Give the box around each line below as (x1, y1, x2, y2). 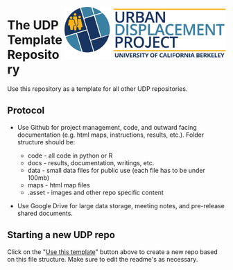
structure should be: (17, 137, 76, 146)
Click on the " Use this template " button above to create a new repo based (7, 247, 218, 256)
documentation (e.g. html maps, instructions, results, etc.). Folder (17, 130, 205, 139)
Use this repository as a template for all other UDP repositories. (7, 84, 188, 93)
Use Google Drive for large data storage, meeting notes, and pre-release (17, 201, 225, 210)
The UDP (7, 17, 59, 33)
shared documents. (17, 209, 73, 217)
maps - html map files (27, 180, 90, 189)
